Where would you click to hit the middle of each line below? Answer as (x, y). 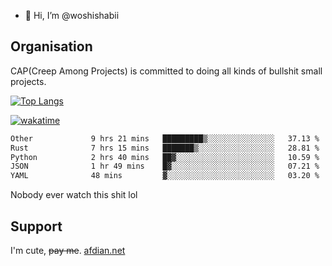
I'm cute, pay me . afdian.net (68, 250)
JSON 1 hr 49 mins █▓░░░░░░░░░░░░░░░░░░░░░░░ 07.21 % (165, 166)
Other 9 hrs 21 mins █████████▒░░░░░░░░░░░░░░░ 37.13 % (165, 138)
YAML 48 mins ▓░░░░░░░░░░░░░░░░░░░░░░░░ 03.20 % (165, 176)
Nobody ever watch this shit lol (74, 195)
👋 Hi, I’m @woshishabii (72, 15)
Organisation (51, 46)
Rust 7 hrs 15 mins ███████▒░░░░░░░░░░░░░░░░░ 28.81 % (165, 148)
